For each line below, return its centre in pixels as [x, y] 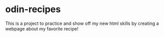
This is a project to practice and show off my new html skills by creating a [82, 23]
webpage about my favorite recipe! [42, 28]
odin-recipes [33, 9]
